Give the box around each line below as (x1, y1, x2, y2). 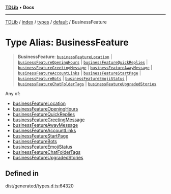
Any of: (5, 90, 21, 96)
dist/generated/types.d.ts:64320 (5, 183, 74, 189)
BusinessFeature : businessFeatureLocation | (17, 53, 112, 60)
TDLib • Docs (5, 5, 35, 10)
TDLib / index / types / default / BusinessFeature (5, 19, 107, 25)
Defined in (5, 169, 39, 178)
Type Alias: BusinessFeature (5, 37, 129, 48)
